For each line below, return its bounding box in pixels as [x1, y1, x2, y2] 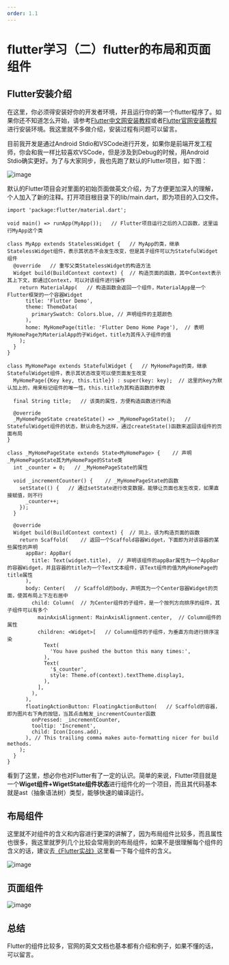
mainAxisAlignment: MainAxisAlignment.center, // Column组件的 [37, 614, 221, 621]
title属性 [7, 572, 33, 578]
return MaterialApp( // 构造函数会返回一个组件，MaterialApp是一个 [19, 284, 206, 291]
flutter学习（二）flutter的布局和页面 [7, 42, 211, 57]
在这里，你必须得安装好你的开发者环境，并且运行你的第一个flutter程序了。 [7, 108, 216, 116]
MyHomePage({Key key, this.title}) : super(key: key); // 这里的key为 [13, 377, 217, 384]
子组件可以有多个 [7, 607, 49, 613]
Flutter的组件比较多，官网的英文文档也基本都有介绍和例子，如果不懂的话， [7, 942, 217, 950]
